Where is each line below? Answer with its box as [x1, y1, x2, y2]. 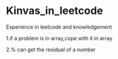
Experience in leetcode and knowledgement [6, 23, 112, 30]
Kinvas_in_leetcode [6, 4, 103, 18]
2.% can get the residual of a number [6, 46, 96, 53]
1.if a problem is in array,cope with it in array [6, 34, 113, 41]
